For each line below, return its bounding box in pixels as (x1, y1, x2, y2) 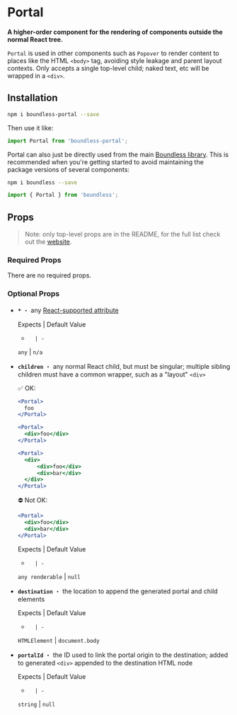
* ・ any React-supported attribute (17, 306, 119, 314)
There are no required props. (7, 271, 92, 280)
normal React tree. (7, 35, 64, 43)
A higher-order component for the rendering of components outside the (7, 28, 223, 36)
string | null (17, 699, 55, 708)
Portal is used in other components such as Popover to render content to (7, 49, 219, 57)
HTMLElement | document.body (17, 636, 100, 644)
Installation (7, 92, 58, 104)
